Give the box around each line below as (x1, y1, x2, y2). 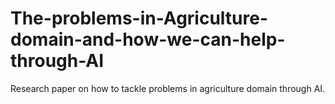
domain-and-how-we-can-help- (10, 28, 286, 51)
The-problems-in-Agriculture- (10, 7, 269, 30)
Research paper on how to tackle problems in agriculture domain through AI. (10, 82, 326, 94)
